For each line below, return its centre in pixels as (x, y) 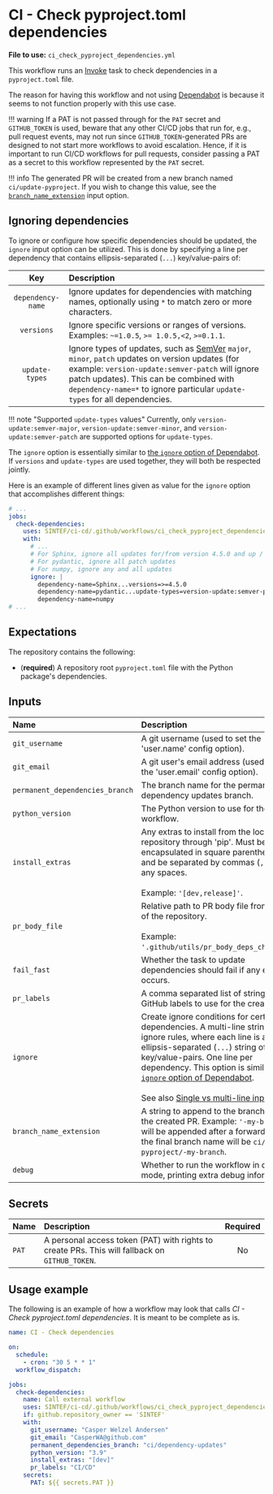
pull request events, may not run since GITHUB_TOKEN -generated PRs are (128, 136)
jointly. (19, 470)
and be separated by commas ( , (203, 862)
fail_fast (31, 970)
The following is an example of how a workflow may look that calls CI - (127, 1309)
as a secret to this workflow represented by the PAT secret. (106, 162)
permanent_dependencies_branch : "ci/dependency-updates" (128, 1445)
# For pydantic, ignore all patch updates (103, 561)
